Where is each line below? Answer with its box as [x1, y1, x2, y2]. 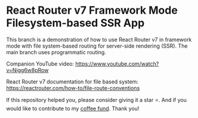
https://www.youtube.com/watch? [75, 60, 159, 67]
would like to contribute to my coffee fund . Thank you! [6, 105, 140, 112]
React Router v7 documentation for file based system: [6, 78, 139, 85]
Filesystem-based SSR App [6, 16, 145, 30]
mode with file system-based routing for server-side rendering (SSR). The [6, 42, 188, 49]
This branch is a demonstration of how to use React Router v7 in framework [6, 36, 192, 43]
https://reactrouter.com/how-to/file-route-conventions [6, 84, 140, 91]
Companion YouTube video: [6, 60, 75, 67]
